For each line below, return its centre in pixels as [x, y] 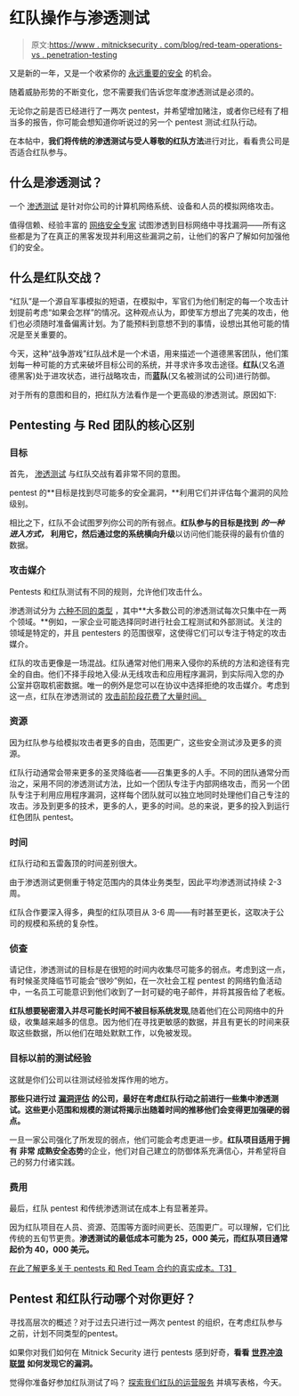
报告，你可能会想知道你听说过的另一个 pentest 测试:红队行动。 [147, 122]
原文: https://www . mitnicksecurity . [97, 45]
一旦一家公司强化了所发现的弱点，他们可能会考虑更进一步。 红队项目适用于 [145, 1140]
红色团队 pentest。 [44, 816]
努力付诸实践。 [52, 1162]
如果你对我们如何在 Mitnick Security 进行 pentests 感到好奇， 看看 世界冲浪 [146, 1352]
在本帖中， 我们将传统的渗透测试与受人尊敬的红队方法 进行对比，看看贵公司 [145, 141]
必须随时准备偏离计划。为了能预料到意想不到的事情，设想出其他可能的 [153, 323]
